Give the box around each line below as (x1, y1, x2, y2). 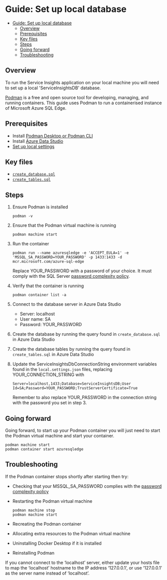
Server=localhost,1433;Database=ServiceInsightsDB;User (12, 382, 131, 387)
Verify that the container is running (12, 283, 84, 289)
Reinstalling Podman (12, 550, 55, 556)
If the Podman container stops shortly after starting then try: (5, 473, 129, 479)
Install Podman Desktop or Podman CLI (12, 133, 93, 139)
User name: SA (19, 316, 51, 322)
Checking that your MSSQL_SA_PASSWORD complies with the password (12, 483, 162, 489)
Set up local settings (12, 143, 55, 149)
